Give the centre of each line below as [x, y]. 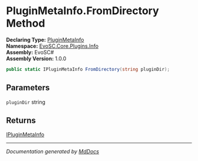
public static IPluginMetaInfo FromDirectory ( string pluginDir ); [88, 69]
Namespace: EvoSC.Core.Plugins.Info [52, 46]
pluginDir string [26, 102]
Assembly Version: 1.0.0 [36, 58]
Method [26, 23]
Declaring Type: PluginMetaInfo [45, 40]
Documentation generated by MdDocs [52, 152]
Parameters [28, 88]
